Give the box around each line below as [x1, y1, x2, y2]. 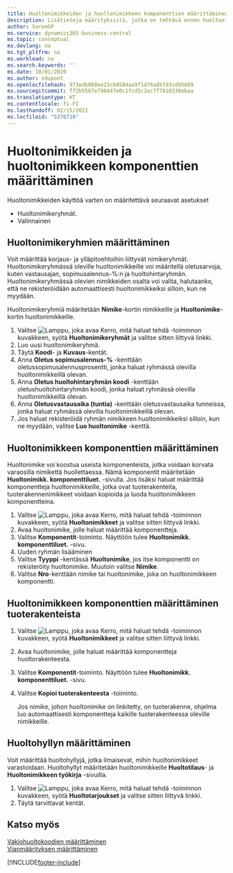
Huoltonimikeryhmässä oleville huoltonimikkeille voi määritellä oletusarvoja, [7, 262, 222, 271]
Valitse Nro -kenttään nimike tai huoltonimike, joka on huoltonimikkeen [17, 570, 217, 578]
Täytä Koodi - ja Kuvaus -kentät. [17, 348, 108, 357]
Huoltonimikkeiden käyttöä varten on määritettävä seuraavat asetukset [7, 196, 209, 204]
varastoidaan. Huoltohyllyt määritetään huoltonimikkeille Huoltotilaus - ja [7, 763, 214, 771]
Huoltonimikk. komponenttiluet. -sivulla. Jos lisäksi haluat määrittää [7, 475, 205, 484]
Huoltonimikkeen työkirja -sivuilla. [7, 770, 107, 779]
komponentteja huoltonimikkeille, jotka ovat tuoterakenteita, [7, 483, 178, 491]
